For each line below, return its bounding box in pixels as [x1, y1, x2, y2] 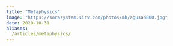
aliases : [6, 25, 28, 32]
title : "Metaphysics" [6, 8, 61, 15]
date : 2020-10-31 [6, 20, 50, 26]
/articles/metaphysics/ [11, 31, 71, 37]
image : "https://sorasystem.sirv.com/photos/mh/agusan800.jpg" [6, 14, 168, 20]
